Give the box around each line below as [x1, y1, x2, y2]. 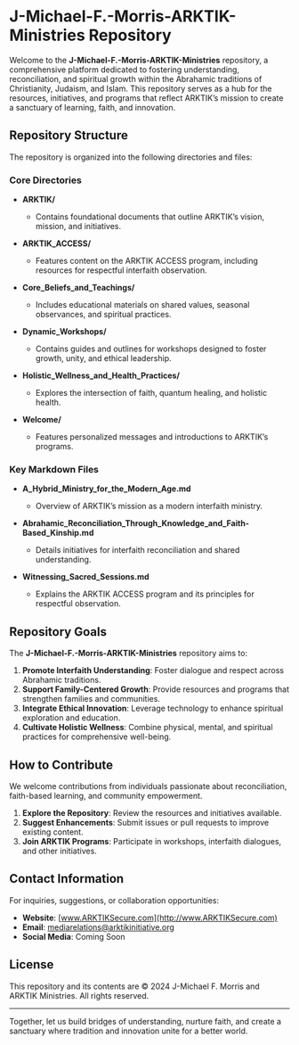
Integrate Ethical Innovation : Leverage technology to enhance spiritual [21, 703, 284, 714]
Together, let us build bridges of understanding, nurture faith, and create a [9, 1016, 282, 1026]
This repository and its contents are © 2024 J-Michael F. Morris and [9, 981, 260, 992]
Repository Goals [9, 624, 107, 639]
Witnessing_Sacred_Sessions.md [21, 572, 149, 582]
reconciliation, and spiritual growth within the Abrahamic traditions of [9, 73, 263, 84]
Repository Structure [9, 128, 129, 144]
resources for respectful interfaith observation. [35, 265, 207, 276]
